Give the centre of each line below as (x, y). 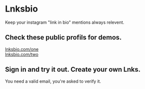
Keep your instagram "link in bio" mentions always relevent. (65, 22)
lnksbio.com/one (22, 49)
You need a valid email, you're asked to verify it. (53, 81)
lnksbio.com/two (22, 54)
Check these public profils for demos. (63, 37)
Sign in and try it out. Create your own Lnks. (73, 69)
